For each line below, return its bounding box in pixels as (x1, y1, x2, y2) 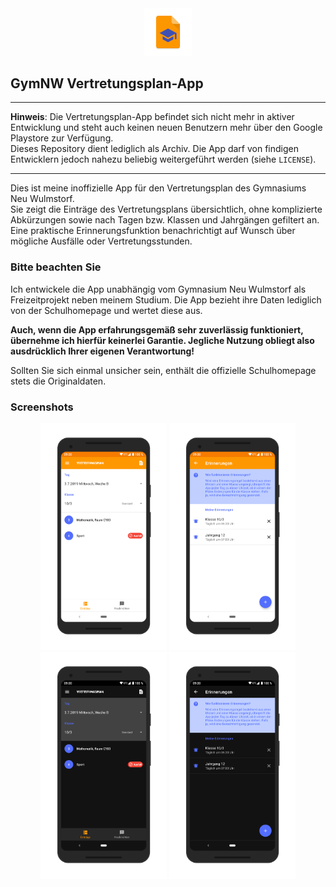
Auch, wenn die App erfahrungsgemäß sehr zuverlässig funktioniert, (10, 323, 304, 336)
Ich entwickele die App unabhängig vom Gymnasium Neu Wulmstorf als (10, 283, 307, 295)
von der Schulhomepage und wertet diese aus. (10, 304, 203, 316)
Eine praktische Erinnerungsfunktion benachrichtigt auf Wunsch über (10, 225, 296, 237)
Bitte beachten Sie (10, 260, 102, 274)
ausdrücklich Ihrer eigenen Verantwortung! (10, 345, 195, 357)
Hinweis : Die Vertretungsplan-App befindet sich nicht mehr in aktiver (10, 111, 295, 123)
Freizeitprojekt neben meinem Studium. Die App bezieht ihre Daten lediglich (10, 293, 322, 306)
